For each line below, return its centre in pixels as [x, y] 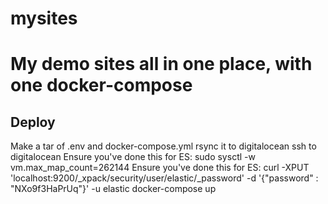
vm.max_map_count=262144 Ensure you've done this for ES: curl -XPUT [160, 168]
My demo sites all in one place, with [161, 64]
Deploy [33, 122]
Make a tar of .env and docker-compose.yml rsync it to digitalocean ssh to [163, 146]
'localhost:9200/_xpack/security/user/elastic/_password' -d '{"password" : [164, 178]
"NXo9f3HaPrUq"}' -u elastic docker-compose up [113, 189]
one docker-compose [101, 85]
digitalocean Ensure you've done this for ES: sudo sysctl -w [133, 157]
